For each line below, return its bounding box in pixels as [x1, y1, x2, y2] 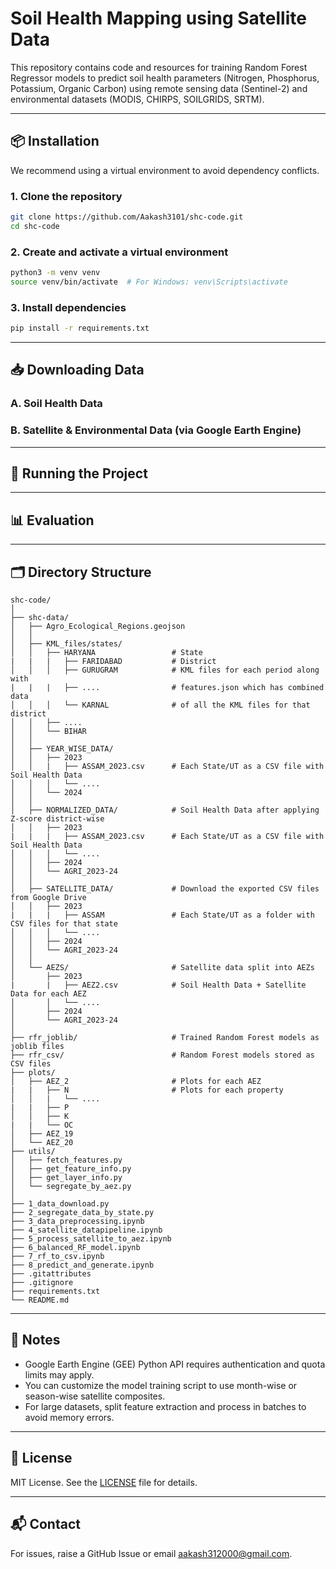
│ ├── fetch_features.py [10, 1155, 123, 1166]
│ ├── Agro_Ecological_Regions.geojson [10, 622, 186, 632]
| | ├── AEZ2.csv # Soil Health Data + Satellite [10, 980, 307, 991]
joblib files [10, 1042, 65, 1052]
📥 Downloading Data [10, 362, 145, 379]
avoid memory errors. [24, 1411, 115, 1423]
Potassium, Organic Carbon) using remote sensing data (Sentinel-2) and [10, 82, 308, 94]
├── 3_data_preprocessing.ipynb [10, 1217, 145, 1227]
